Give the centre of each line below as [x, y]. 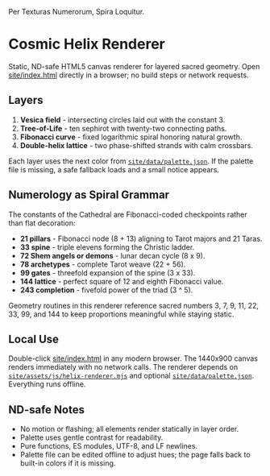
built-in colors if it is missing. [68, 463]
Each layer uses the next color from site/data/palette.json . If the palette [131, 161]
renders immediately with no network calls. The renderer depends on [123, 367]
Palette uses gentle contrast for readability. [91, 437]
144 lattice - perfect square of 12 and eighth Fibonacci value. [122, 281]
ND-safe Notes [46, 410]
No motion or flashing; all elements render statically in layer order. [129, 429]
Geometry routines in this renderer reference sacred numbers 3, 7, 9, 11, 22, [134, 305]
